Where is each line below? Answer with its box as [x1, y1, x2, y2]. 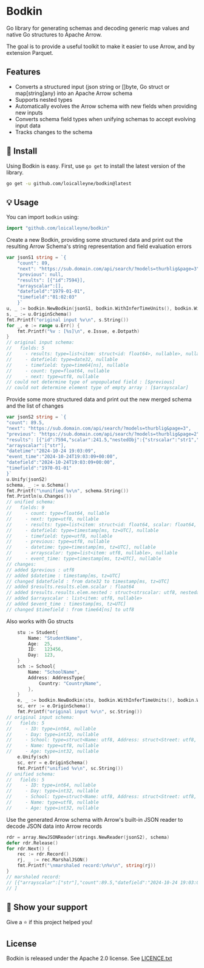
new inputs [15, 108, 43, 116]
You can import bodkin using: [6, 213, 79, 221]
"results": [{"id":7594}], [17, 277, 86, 283]
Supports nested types [15, 96, 73, 103]
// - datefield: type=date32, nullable [6, 356, 118, 362]
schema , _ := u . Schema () [6, 482, 69, 488]
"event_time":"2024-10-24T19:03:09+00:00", [6, 454, 118, 460]
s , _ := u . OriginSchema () [6, 311, 72, 317]
